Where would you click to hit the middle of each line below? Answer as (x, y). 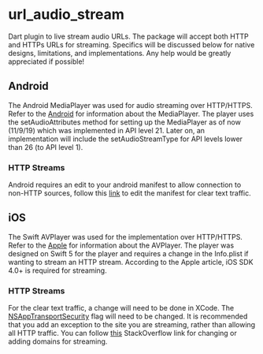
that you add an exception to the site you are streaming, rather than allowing (132, 325)
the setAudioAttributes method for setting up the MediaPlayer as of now (125, 122)
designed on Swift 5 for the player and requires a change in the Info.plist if (128, 253)
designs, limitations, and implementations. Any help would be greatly (120, 53)
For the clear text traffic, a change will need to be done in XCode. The (121, 308)
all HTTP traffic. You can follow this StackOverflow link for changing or (123, 334)
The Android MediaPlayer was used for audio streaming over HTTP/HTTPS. (131, 105)
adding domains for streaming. (58, 341)
